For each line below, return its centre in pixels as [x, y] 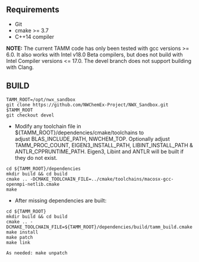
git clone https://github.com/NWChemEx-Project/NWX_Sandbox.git [87, 105]
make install [22, 232]
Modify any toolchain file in [48, 126]
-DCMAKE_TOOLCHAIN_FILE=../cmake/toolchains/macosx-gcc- [102, 179]
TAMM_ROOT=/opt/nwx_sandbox [41, 100]
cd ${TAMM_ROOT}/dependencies [44, 169]
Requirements [33, 10]
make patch [20, 237]
